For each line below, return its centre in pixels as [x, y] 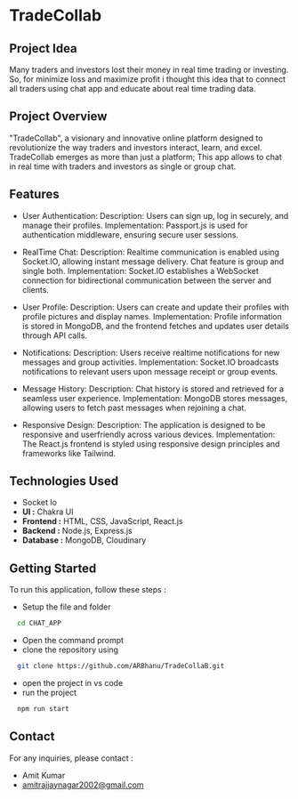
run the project [49, 692]
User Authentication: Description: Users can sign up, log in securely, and [155, 215]
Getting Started [53, 568]
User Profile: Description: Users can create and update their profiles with [155, 307]
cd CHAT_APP [40, 624]
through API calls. [54, 335]
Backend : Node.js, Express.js [77, 531]
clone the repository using [70, 650]
